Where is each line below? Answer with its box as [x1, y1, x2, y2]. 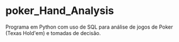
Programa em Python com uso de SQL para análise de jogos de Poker [5, 23, 173, 30]
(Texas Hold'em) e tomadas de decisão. [5, 29, 101, 36]
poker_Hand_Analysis [5, 4, 114, 17]
